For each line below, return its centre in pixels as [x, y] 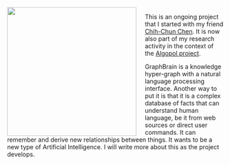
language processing [175, 81]
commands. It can [170, 132]
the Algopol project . [173, 53]
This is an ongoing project [182, 17]
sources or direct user [176, 125]
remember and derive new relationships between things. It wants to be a [110, 140]
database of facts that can [182, 103]
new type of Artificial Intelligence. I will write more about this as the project [113, 147]
